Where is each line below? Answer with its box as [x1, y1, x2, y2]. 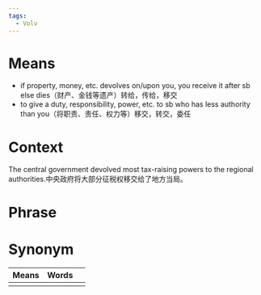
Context [8, 138, 64, 156]
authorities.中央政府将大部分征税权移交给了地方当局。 [8, 175, 187, 184]
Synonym [8, 240, 74, 259]
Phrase [8, 203, 57, 221]
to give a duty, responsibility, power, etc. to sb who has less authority [19, 99, 250, 109]
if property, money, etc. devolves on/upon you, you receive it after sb [19, 81, 250, 91]
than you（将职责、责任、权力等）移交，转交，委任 [19, 109, 192, 119]
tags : [8, 11, 27, 20]
